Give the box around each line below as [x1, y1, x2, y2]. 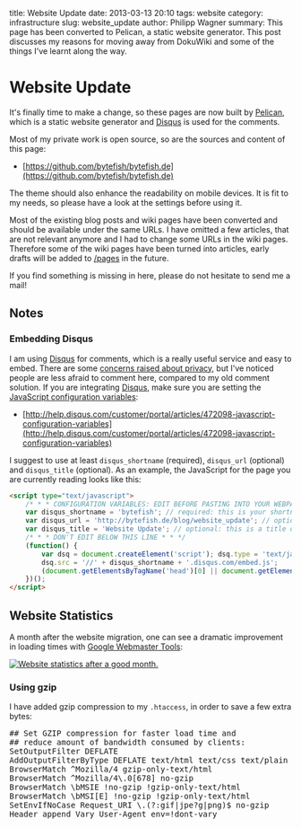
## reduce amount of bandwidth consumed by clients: [9, 737, 246, 748]
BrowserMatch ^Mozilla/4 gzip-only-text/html [9, 764, 213, 775]
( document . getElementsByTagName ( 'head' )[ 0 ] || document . [41, 566, 258, 576]
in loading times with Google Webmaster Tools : [9, 641, 184, 652]
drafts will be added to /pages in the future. [9, 252, 169, 263]
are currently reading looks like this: [9, 473, 142, 484]
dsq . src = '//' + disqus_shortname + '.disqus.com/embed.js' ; [41, 558, 279, 567]
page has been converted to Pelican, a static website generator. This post [9, 27, 281, 37]
